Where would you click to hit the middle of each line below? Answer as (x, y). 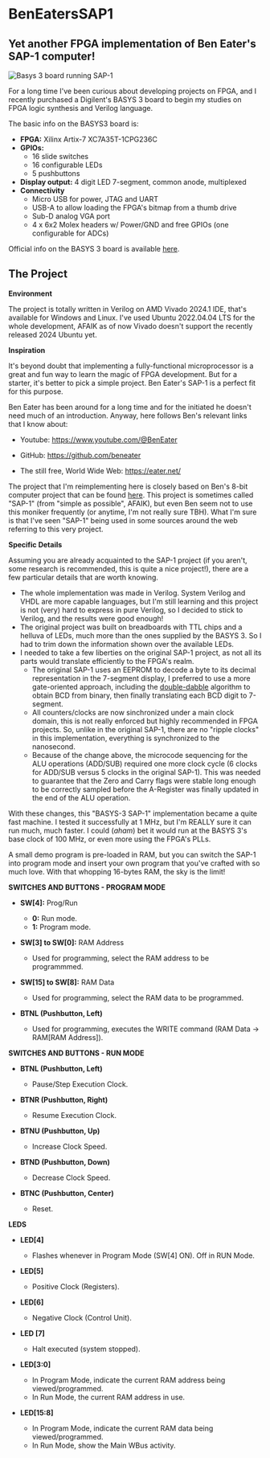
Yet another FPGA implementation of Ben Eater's (133, 44)
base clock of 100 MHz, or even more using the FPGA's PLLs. (110, 839)
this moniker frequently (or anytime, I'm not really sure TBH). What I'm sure (133, 512)
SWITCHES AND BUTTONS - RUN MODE (76, 1053)
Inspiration (27, 350)
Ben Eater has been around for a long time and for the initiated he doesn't (130, 407)
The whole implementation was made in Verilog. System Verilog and (133, 592)
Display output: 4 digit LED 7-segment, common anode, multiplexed (133, 182)
